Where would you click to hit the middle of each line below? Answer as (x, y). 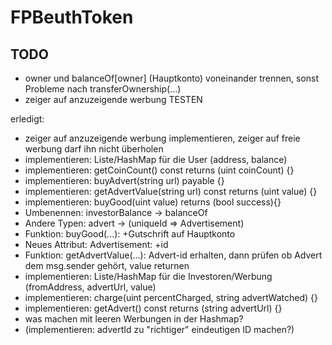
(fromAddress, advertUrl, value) (90, 287)
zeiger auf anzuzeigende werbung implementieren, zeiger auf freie (162, 138)
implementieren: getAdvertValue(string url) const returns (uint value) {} (171, 191)
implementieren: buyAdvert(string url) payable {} (124, 180)
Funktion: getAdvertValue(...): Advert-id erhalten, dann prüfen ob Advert (173, 255)
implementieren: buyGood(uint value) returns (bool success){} (153, 202)
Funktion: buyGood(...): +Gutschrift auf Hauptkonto (130, 234)
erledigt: (27, 119)
